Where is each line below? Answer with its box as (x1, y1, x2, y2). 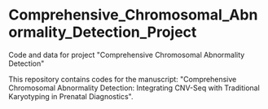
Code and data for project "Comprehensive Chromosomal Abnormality (8, 50, 245, 59)
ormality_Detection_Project (8, 23, 197, 41)
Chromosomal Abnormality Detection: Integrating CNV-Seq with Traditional (8, 83, 261, 93)
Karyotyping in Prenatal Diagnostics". (8, 91, 134, 101)
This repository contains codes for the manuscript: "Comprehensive (8, 74, 237, 84)
